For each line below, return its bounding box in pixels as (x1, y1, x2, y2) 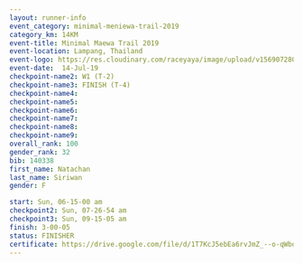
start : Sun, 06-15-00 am (9, 198, 103, 207)
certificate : (9, 240, 59, 249)
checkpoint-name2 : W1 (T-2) (9, 72, 115, 81)
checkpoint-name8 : (9, 123, 78, 132)
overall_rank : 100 (9, 139, 78, 148)
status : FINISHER (9, 231, 75, 240)
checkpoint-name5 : (9, 97, 78, 107)
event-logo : (9, 55, 54, 64)
